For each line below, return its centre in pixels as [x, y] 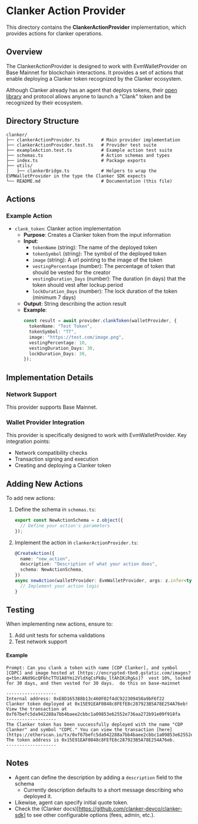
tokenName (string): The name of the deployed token [95, 247]
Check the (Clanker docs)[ [47, 809]
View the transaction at [37, 709]
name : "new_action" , [45, 559]
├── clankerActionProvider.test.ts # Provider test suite [82, 145]
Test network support [41, 642]
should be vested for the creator [71, 273]
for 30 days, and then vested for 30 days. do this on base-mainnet [93, 683]
